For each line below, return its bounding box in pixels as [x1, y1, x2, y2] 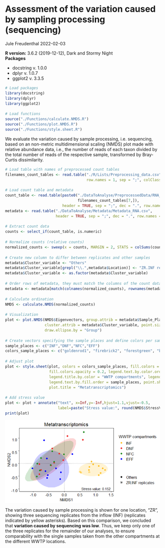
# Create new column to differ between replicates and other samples [5, 255, 151, 260]
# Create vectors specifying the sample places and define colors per [5, 338, 153, 343]
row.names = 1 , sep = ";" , [86, 177, 141, 183]
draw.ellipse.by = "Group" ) [44, 328, 102, 333]
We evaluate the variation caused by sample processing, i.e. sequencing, [5, 136, 153, 142]
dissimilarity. [18, 156, 44, 163]
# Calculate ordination [5, 297, 54, 302]
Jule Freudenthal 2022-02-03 [5, 40, 66, 46]
